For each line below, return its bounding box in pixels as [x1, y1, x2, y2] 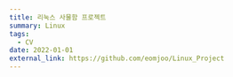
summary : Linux [9, 21, 66, 30]
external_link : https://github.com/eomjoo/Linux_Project [9, 54, 225, 63]
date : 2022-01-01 [9, 46, 74, 55]
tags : [9, 29, 29, 38]
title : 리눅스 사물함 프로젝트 [9, 12, 107, 22]
